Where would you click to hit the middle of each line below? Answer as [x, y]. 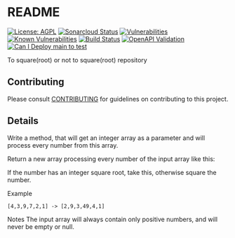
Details [23, 121]
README [34, 12]
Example [20, 193]
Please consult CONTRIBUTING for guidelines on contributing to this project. [118, 99]
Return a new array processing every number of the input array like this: [111, 159]
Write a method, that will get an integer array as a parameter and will [106, 138]
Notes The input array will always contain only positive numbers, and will [113, 219]
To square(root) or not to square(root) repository [77, 59]
